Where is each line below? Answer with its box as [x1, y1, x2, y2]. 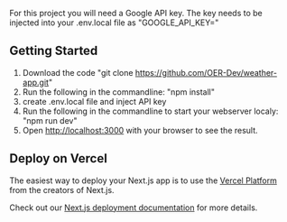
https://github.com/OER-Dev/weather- [134, 67, 278, 78]
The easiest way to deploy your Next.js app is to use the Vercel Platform [9, 175, 278, 186]
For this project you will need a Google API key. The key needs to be [9, 8, 264, 18]
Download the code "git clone [22, 67, 134, 78]
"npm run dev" [22, 115, 78, 125]
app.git [22, 77, 50, 88]
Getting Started [9, 43, 98, 59]
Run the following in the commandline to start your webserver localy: [22, 106, 279, 116]
